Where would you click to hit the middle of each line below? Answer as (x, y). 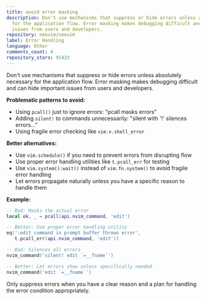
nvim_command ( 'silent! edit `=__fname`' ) (60, 255)
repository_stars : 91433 (38, 58)
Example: (19, 199)
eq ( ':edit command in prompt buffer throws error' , (74, 233)
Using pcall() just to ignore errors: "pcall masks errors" (86, 111)
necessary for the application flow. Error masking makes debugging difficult (102, 81)
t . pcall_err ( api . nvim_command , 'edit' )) (67, 239)
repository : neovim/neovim (41, 35)
